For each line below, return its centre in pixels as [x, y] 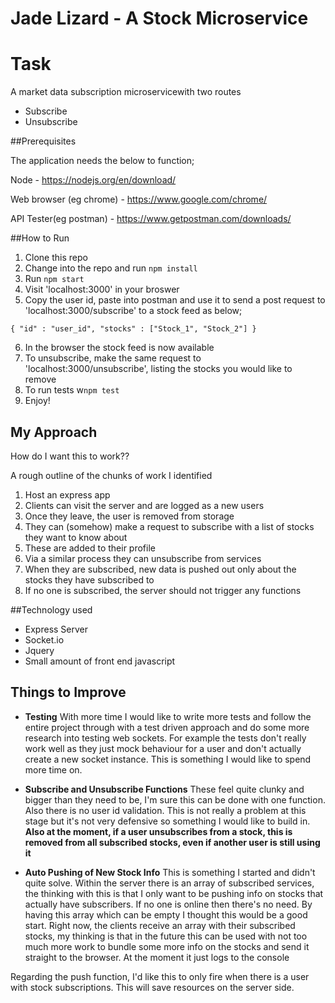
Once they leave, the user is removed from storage [129, 516]
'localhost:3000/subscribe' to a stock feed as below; [133, 311]
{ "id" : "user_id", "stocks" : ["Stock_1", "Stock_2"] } [133, 329]
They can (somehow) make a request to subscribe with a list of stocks [169, 526]
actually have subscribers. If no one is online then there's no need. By [168, 904]
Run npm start [54, 279]
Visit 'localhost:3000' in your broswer [102, 289]
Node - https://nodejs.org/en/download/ [93, 180]
